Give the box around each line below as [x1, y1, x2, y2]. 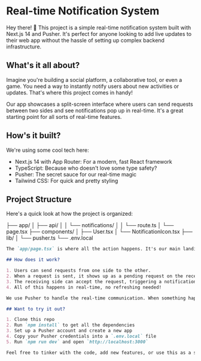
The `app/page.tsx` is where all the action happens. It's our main [6, 246, 181, 252]
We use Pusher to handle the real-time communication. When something [6, 295, 186, 301]
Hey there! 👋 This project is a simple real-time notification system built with [6, 24, 191, 31]
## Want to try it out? [6, 306, 66, 312]
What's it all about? [6, 60, 80, 71]
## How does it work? [6, 257, 60, 263]
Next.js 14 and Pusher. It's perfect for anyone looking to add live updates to [6, 30, 192, 37]
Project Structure [6, 194, 72, 204]
